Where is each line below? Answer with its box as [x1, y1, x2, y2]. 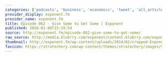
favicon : [5, 44, 23, 49]
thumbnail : [5, 40, 28, 45]
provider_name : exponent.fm [5, 16, 64, 21]
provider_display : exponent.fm [5, 12, 70, 17]
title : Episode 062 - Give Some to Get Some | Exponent [5, 21, 123, 26]
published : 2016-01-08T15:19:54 [5, 26, 72, 31]
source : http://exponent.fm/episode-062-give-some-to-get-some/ [5, 30, 141, 35]
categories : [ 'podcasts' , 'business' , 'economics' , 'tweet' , [5, 7, 135, 12]
